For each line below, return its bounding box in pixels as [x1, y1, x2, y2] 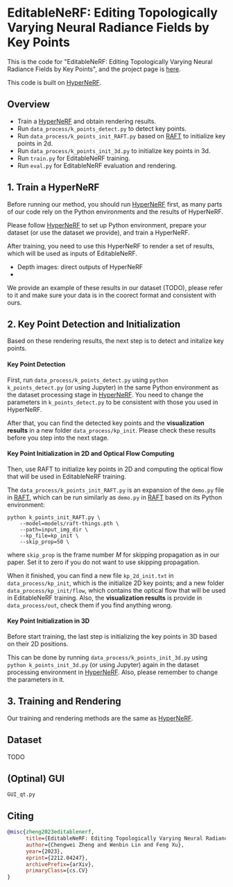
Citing [7, 810, 34, 822]
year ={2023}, [25, 847, 64, 855]
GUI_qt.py [7, 791, 36, 798]
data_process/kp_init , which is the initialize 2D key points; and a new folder [7, 579, 225, 587]
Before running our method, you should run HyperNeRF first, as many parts [7, 200, 223, 208]
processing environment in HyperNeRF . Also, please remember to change [7, 668, 218, 676]
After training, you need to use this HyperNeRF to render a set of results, [7, 241, 215, 250]
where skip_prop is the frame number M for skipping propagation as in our [7, 550, 220, 559]
